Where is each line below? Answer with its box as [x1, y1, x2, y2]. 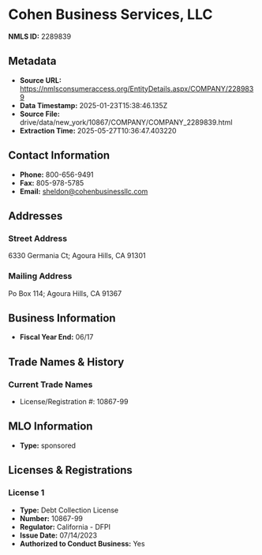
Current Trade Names [8, 379, 93, 390]
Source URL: [19, 75, 62, 84]
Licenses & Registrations [8, 463, 133, 477]
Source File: [19, 109, 61, 118]
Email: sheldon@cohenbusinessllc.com [19, 186, 148, 196]
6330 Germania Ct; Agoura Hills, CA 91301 [8, 251, 146, 261]
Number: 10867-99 [19, 513, 84, 523]
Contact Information [8, 148, 110, 163]
